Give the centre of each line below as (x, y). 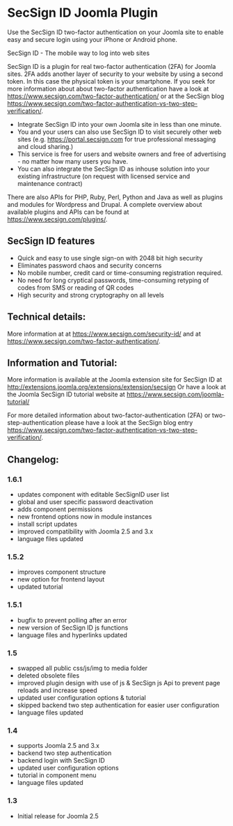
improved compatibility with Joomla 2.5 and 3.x (85, 531)
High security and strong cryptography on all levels (91, 295)
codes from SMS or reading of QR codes (75, 288)
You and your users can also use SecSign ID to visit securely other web (119, 132)
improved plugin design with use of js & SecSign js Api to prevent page (119, 683)
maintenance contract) (50, 183)
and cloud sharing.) (45, 146)
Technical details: (47, 317)
